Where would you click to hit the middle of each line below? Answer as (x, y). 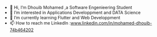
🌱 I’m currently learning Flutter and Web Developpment (65, 18)
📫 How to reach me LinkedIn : (40, 23)
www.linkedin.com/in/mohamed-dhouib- (111, 23)
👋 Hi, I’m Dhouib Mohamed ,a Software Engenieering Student (71, 7)
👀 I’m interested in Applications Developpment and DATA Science (75, 12)
